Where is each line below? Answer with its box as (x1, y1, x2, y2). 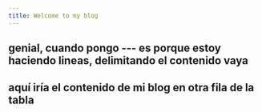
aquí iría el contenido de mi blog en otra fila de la (8, 81, 255, 94)
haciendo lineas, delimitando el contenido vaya (8, 54, 248, 68)
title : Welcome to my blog (8, 11, 99, 20)
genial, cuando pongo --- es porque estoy (8, 42, 222, 55)
